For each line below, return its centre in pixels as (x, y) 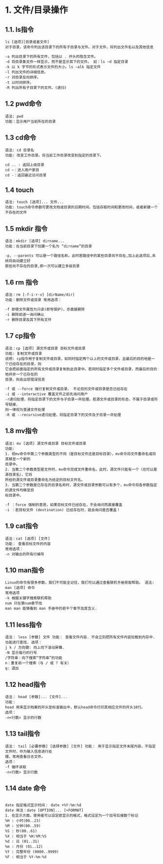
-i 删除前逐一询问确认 (25, 315)
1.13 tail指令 (23, 734)
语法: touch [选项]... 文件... (35, 202)
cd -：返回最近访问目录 (26, 175)
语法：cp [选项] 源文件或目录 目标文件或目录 (45, 348)
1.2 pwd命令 (24, 104)
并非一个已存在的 (23, 374)
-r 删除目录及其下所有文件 (28, 320)
